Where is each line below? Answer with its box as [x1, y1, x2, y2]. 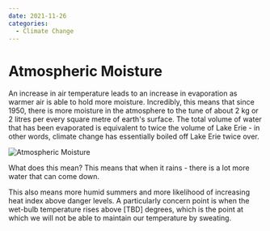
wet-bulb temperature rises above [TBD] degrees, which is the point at [8, 204, 244, 215]
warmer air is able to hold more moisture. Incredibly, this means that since [8, 97, 255, 107]
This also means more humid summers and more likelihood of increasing [8, 187, 251, 197]
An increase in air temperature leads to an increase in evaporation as [8, 88, 238, 98]
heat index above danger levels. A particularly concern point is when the [8, 196, 250, 206]
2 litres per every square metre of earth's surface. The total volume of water [8, 114, 263, 124]
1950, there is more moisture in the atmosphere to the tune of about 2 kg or [8, 106, 259, 116]
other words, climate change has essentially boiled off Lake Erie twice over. [8, 131, 260, 142]
